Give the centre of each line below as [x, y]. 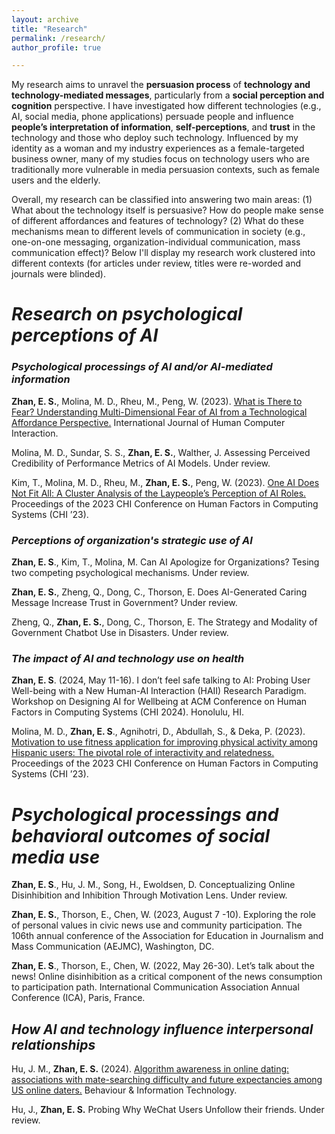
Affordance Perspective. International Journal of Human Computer [148, 422]
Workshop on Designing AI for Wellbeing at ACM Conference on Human [159, 702]
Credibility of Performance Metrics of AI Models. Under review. [141, 463]
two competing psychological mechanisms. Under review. [130, 573]
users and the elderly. [56, 180]
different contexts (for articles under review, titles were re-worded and [156, 263]
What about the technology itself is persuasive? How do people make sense [167, 210]
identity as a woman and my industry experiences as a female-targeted [158, 148]
